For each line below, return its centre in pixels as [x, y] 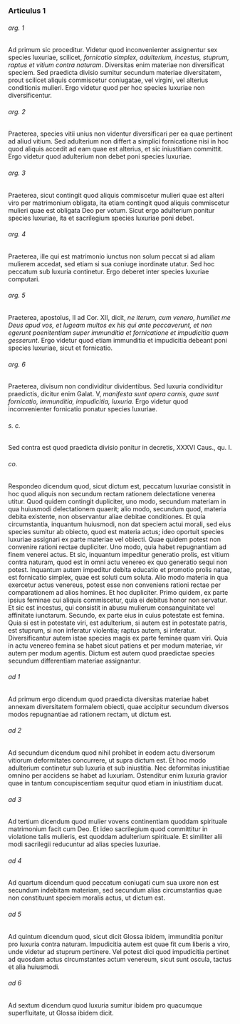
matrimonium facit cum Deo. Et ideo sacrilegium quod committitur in [108, 829]
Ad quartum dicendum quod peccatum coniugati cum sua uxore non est [114, 883]
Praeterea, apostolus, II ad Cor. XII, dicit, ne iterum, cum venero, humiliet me [119, 317]
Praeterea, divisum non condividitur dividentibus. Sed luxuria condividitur [116, 386]
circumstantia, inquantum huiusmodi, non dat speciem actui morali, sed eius [120, 524]
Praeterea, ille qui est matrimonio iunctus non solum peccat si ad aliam [112, 256]
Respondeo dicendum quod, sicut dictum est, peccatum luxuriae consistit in [119, 486]
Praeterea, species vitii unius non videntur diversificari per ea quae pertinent [120, 134]
